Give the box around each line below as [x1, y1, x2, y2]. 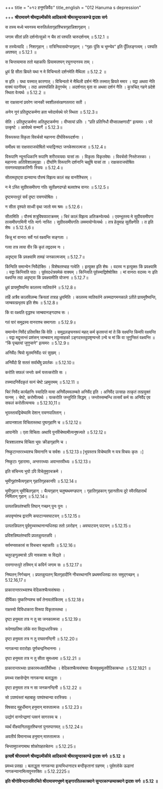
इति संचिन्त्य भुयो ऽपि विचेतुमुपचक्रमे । [5, 468, 63, 474]
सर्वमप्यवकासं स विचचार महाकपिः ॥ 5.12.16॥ [5, 543, 76, 548]
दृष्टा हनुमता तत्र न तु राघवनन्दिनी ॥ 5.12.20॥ [5, 636, 78, 641]
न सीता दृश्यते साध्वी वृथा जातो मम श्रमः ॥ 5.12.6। [5, 204, 83, 210]
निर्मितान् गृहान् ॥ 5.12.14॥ [5, 494, 48, 499]
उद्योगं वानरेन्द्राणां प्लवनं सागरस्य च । [5, 714, 62, 720]
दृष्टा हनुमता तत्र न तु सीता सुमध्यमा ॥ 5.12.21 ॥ [5, 656, 81, 661]
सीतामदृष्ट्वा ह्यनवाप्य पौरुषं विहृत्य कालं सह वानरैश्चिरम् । [5, 175, 92, 180]
